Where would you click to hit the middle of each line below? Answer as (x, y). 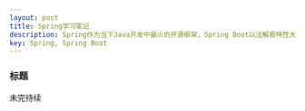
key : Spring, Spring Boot (58, 43)
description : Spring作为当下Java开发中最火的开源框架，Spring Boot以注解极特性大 (153, 34)
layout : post (34, 18)
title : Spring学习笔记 (49, 26)
